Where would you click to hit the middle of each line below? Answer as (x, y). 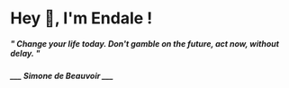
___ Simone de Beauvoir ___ (62, 76)
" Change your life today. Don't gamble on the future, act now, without (145, 43)
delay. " (25, 53)
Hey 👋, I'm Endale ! (81, 18)
